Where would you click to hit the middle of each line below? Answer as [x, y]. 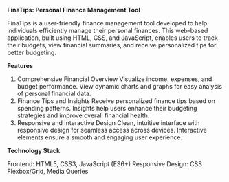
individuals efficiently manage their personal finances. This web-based [108, 31]
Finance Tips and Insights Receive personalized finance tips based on [116, 101]
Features [20, 66]
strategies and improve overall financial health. [83, 115]
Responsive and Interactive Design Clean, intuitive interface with [108, 123]
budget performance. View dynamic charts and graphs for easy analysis [119, 86]
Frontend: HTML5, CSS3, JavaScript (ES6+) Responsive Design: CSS [105, 164]
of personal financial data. [54, 93]
